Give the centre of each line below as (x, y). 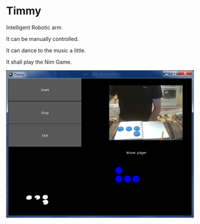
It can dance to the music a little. (46, 50)
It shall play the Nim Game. (39, 62)
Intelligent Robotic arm (34, 27)
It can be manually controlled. (43, 39)
